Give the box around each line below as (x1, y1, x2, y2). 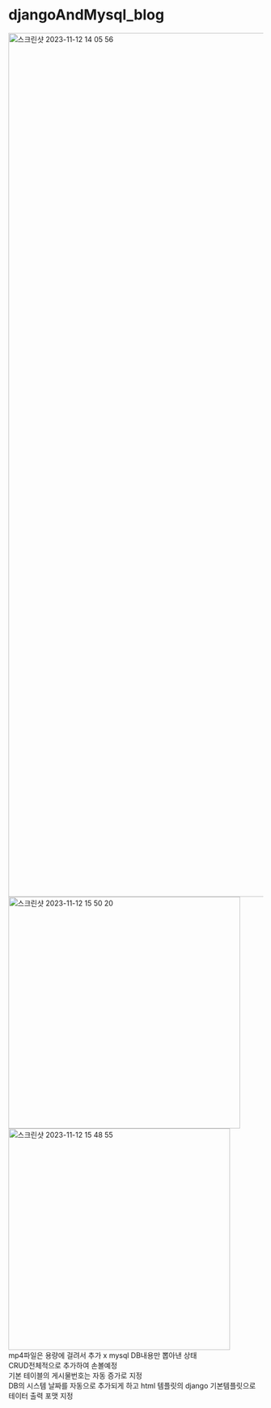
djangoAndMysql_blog (8, 6, 164, 24)
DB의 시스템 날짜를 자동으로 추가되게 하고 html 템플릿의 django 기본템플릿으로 (8, 1380, 256, 1390)
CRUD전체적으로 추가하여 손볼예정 (8, 1360, 118, 1370)
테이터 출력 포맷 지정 (8, 1390, 74, 1401)
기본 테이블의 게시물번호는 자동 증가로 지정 (8, 1370, 143, 1380)
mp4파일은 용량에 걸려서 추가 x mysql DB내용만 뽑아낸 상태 (8, 1350, 197, 1360)
